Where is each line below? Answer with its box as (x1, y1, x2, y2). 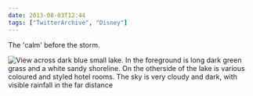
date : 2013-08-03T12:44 (8, 11, 86, 20)
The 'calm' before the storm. (8, 40, 100, 49)
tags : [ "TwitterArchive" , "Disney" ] (8, 19, 128, 27)
